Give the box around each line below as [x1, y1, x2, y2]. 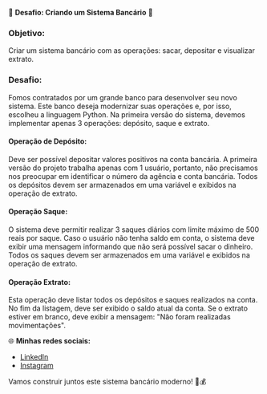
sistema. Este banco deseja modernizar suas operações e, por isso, [8, 101, 233, 111]
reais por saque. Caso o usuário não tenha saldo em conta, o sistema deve [8, 234, 255, 242]
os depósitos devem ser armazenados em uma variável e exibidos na [8, 180, 237, 189]
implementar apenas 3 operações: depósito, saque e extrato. [8, 118, 210, 128]
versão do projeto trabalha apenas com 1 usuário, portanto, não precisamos [8, 163, 258, 173]
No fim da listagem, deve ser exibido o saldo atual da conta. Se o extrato [8, 303, 249, 313]
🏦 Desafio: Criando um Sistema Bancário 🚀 [8, 8, 154, 17]
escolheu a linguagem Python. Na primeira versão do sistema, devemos [8, 109, 246, 120]
